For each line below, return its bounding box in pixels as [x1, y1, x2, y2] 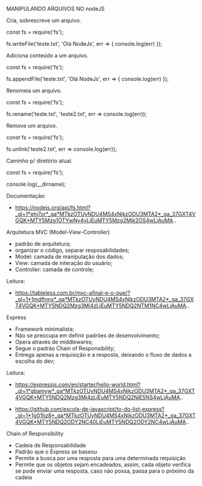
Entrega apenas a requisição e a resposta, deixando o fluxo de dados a [14, 351, 192, 358]
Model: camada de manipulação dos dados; [14, 253, 124, 260]
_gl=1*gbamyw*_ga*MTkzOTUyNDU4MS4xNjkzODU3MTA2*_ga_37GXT [14, 388, 195, 394]
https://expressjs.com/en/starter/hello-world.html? [14, 381, 141, 388]
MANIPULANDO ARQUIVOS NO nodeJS [6, 5, 105, 12]
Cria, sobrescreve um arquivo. [6, 17, 81, 24]
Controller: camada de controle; [14, 266, 95, 273]
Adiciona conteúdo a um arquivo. [6, 52, 89, 59]
